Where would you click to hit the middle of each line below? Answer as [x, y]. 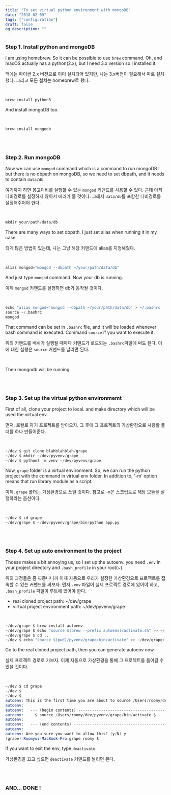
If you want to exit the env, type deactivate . [51, 748]
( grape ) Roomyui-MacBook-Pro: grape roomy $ [52, 739]
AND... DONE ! [23, 788]
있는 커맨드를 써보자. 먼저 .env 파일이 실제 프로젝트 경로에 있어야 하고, [90, 584]
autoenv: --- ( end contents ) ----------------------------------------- [86, 724]
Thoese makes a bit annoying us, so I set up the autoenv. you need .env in [83, 562]
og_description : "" [26, 29]
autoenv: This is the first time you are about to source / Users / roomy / [84, 700]
